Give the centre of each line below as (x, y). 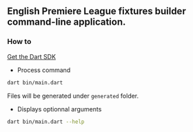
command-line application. (67, 22)
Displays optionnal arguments (59, 109)
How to (19, 42)
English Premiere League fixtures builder (96, 11)
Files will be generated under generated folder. (73, 96)
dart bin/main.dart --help (46, 122)
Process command (44, 70)
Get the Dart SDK (32, 56)
